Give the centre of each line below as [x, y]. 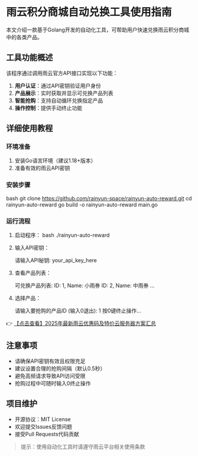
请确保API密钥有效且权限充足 [50, 361]
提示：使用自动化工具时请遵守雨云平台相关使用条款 [83, 447]
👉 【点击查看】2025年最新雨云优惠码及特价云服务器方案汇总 [81, 323]
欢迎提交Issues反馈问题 [43, 426]
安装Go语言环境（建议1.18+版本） [55, 161]
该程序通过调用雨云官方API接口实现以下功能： [62, 73]
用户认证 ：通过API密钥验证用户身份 [58, 85]
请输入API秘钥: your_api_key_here [56, 260]
